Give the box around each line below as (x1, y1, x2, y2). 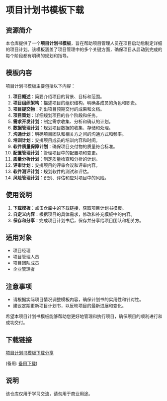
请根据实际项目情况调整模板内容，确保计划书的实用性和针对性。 (12, 297, 144, 303)
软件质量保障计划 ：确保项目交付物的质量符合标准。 (12, 143, 118, 149)
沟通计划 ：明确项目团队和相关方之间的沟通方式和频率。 (12, 131, 126, 137)
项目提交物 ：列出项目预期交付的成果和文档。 (12, 106, 105, 112)
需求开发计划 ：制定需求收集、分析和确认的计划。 (12, 118, 113, 124)
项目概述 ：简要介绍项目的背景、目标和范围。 (12, 93, 105, 99)
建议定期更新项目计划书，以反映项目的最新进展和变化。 (12, 303, 126, 309)
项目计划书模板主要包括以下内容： (5, 83, 76, 89)
